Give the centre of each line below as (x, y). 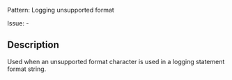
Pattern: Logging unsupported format (61, 10)
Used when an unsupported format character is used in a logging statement (116, 61)
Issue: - (18, 23)
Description (33, 45)
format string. (27, 69)
